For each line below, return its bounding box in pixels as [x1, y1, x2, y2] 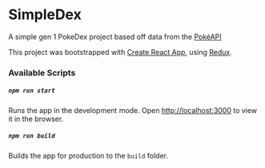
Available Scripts [8, 67, 76, 78]
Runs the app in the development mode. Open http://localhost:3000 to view [8, 105, 258, 115]
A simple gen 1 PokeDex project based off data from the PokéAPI [8, 32, 222, 41]
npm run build [8, 132, 56, 140]
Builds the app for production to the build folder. [8, 150, 169, 160]
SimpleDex [8, 6, 82, 24]
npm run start [8, 87, 56, 95]
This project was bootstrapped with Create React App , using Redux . [8, 47, 232, 57]
